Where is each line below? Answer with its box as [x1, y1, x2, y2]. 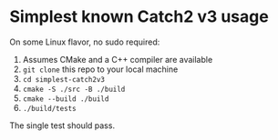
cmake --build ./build [22, 94, 109, 104]
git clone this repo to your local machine [22, 64, 179, 75]
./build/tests [22, 104, 77, 113]
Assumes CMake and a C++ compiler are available [22, 54, 213, 65]
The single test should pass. [9, 120, 116, 131]
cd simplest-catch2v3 [22, 75, 105, 84]
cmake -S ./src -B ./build [22, 85, 126, 94]
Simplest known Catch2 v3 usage [9, 6, 269, 27]
